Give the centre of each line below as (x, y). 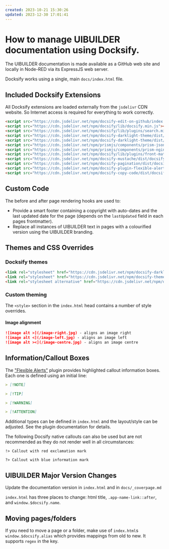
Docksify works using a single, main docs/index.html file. (65, 79)
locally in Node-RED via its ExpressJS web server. (57, 69)
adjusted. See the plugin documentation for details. (58, 427)
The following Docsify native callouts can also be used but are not (74, 437)
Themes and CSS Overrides (50, 248)
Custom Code (27, 189)
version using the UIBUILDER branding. (53, 232)
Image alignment (23, 322)
